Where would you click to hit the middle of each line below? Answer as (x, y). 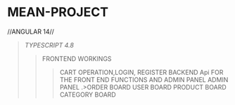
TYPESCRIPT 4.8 (49, 45)
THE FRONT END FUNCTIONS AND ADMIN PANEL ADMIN (144, 79)
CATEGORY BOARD (88, 94)
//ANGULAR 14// (31, 31)
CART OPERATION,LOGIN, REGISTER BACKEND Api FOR (141, 72)
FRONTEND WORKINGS (77, 58)
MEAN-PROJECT (58, 12)
